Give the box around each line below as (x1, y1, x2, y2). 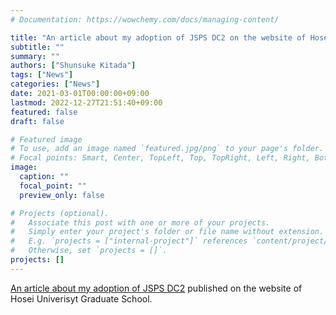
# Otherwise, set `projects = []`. (10, 246, 168, 256)
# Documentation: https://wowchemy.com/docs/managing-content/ (10, 14, 280, 25)
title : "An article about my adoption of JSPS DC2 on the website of (10, 32, 307, 43)
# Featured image (10, 134, 83, 145)
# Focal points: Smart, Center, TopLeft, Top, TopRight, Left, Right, (10, 153, 311, 163)
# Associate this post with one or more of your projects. (10, 217, 271, 228)
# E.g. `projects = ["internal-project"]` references (10, 236, 248, 246)
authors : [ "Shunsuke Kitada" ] (10, 61, 137, 71)
